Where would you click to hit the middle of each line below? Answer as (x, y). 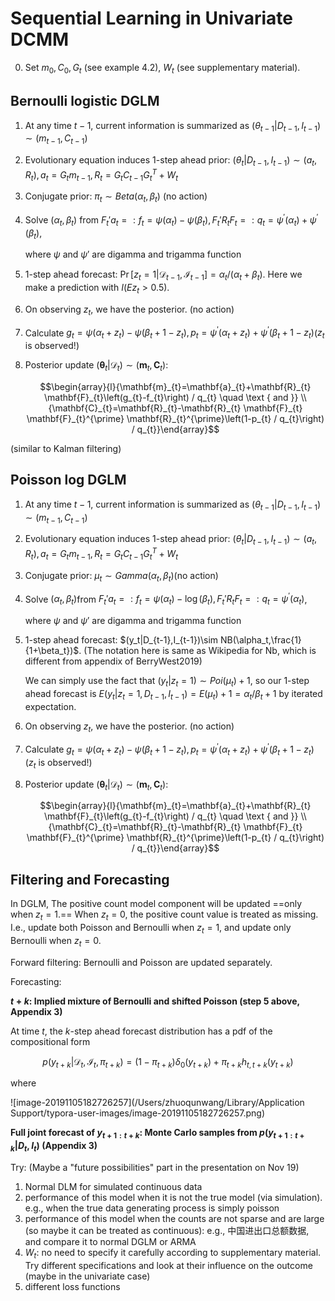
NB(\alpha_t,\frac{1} (261, 639)
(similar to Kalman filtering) (66, 449)
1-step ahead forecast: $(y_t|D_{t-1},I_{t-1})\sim (121, 639)
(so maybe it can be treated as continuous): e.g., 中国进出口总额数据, (167, 1231)
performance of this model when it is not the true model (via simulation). (173, 1198)
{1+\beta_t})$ (52, 650)
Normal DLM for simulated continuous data (113, 1187)
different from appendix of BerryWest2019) (113, 661)
